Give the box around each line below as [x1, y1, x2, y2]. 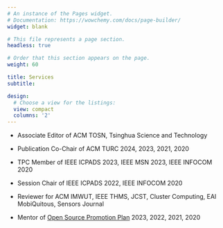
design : [7, 92, 30, 99]
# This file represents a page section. [7, 35, 126, 42]
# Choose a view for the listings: [13, 99, 116, 106]
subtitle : [7, 80, 36, 87]
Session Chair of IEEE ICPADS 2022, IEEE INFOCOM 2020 [17, 179, 183, 188]
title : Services [7, 74, 54, 81]
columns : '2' [13, 112, 51, 119]
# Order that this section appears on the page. [7, 55, 150, 62]
